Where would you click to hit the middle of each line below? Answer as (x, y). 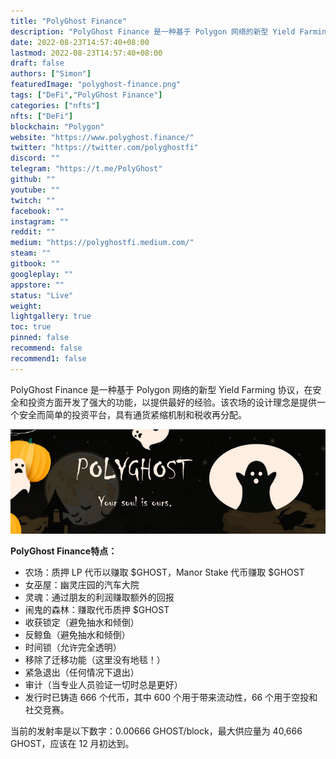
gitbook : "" (35, 264)
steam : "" (31, 253)
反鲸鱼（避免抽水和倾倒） (77, 635)
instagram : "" (40, 221)
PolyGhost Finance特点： (64, 551)
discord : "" (35, 158)
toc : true (31, 327)
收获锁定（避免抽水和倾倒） (82, 622)
